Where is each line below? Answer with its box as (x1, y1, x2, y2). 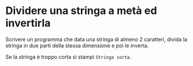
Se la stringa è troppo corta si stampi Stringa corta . (5, 53, 132, 60)
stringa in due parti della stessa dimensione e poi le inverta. (5, 42, 149, 49)
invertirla (5, 16, 51, 30)
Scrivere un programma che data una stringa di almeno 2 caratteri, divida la (5, 36, 188, 43)
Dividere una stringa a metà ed (5, 4, 157, 18)
